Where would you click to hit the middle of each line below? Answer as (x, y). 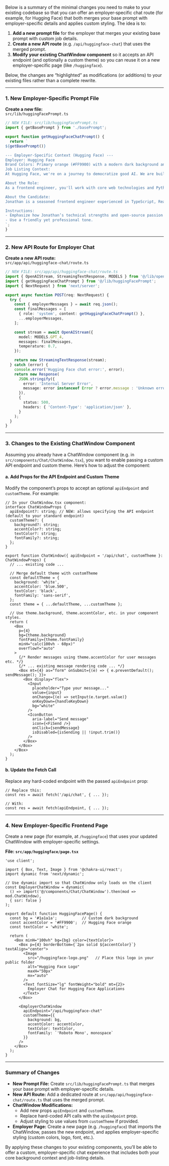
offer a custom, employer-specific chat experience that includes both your (82, 1152)
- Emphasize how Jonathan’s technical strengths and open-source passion (84, 216)
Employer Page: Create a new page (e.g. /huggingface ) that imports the (87, 1126)
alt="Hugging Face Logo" (54, 967)
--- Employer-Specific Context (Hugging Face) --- (59, 155)
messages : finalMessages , (46, 342)
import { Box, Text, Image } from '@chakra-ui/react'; (64, 870)
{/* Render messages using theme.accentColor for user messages (87, 657)
